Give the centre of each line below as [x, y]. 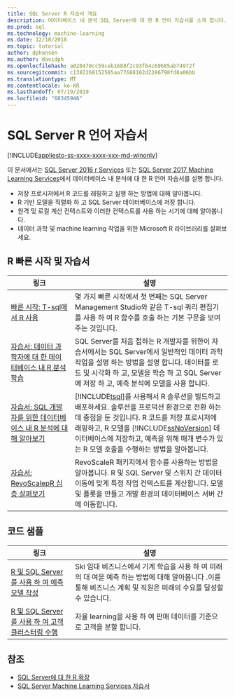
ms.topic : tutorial [36, 46]
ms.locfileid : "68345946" [45, 99]
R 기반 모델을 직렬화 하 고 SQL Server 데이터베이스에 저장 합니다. [106, 202]
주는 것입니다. [96, 328]
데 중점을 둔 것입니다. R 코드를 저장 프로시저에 [145, 417]
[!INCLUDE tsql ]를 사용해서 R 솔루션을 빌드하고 [148, 396]
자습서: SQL [29, 407]
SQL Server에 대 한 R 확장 [54, 677]
